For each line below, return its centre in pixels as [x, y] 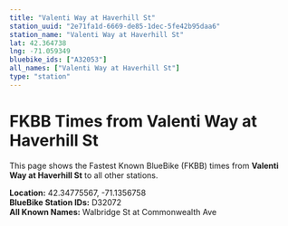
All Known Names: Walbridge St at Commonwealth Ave [113, 212]
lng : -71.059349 [40, 52]
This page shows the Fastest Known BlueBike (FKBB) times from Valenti [144, 165]
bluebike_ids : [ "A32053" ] [58, 60]
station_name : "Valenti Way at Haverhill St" [96, 34]
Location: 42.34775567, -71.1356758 [78, 193]
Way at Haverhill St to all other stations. [84, 175]
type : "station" [40, 77]
